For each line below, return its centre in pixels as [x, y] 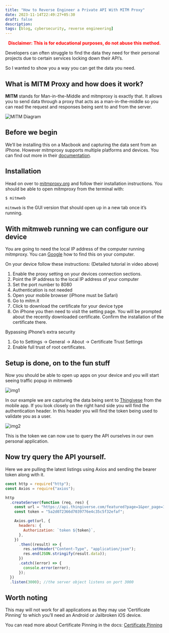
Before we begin [31, 133]
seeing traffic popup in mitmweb [39, 381]
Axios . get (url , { [32, 521]
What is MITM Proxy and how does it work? [74, 84]
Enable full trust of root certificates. [49, 347]
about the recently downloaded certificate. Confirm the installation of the [88, 317]
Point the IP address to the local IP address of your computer [76, 279]
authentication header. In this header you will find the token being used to [81, 411]
